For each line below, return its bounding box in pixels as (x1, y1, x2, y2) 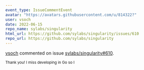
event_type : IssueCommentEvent (5, 7, 73, 13)
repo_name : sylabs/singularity (5, 27, 73, 32)
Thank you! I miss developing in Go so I (5, 60, 75, 65)
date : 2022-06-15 (5, 21, 43, 27)
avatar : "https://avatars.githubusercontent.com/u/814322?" (5, 12, 137, 17)
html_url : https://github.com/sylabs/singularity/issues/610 (5, 31, 139, 36)
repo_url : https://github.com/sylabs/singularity (5, 36, 114, 41)
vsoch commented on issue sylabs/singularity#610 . (5, 50, 114, 56)
